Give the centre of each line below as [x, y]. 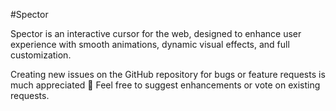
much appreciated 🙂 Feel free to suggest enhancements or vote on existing [165, 85]
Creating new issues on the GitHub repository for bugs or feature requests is [168, 74]
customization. [41, 55]
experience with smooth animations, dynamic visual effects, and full [150, 44]
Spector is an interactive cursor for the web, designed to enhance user [156, 33]
